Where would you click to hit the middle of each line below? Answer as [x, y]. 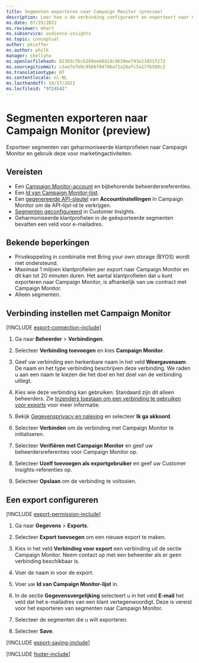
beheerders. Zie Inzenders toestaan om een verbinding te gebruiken [98, 399]
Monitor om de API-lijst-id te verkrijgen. [63, 205]
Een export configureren [52, 500]
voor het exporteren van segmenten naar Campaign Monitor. [89, 608]
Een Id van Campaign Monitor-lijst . [57, 193]
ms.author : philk [28, 50]
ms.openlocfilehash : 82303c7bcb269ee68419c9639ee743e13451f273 [86, 61]
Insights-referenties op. [43, 470]
